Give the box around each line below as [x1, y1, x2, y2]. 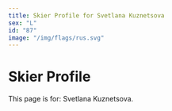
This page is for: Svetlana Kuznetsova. [8, 94, 134, 104]
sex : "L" [8, 19, 37, 27]
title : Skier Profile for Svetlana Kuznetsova [8, 11, 165, 20]
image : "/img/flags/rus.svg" [8, 33, 105, 42]
